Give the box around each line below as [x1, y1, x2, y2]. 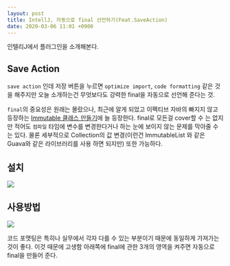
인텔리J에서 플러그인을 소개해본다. [7, 43, 100, 51]
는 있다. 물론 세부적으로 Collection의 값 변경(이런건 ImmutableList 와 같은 [7, 131, 205, 140]
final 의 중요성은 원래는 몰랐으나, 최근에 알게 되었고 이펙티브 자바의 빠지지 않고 [7, 105, 218, 113]
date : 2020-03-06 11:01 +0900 [7, 23, 94, 30]
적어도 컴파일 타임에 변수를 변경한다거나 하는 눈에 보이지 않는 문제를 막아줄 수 [14, 122, 219, 131]
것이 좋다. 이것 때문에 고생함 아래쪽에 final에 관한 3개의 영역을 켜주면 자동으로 [7, 242, 215, 251]
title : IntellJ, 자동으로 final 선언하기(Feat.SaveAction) [7, 16, 168, 23]
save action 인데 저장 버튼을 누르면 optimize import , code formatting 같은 [7, 82, 214, 90]
